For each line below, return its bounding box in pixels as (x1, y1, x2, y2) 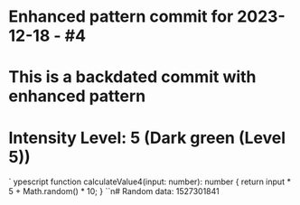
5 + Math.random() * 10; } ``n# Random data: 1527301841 (8, 186, 220, 197)
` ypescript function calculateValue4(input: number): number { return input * (8, 176, 291, 187)
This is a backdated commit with (8, 67, 257, 88)
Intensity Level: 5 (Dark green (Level (8, 127, 286, 148)
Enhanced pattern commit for (8, 6, 234, 27)
